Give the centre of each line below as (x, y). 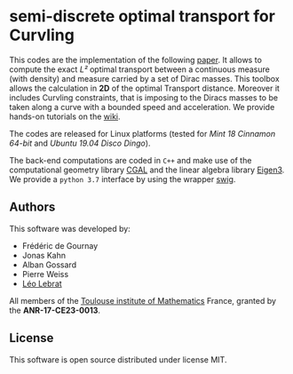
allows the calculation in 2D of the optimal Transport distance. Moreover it (144, 88)
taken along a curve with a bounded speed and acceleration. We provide (142, 107)
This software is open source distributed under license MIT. (118, 359)
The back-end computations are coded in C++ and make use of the (131, 160)
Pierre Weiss (45, 274)
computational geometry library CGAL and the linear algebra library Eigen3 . (147, 170)
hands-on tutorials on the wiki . (65, 116)
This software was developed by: (70, 228)
